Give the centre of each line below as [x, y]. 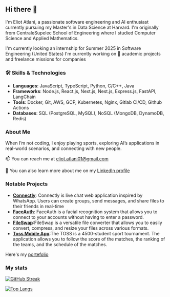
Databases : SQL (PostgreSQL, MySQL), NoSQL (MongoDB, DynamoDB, [88, 113]
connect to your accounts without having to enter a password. [78, 217]
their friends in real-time [38, 206]
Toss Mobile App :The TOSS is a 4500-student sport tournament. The [86, 233]
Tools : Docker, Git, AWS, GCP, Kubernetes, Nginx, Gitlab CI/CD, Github [87, 102]
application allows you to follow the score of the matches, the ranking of [89, 239]
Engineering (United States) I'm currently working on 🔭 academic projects [83, 53]
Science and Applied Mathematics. [42, 38]
